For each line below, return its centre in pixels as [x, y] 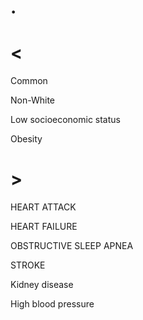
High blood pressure [52, 304]
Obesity [26, 139]
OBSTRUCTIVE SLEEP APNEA [72, 246]
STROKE [28, 265]
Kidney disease [42, 285]
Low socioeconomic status [65, 120]
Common [29, 81]
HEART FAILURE [44, 227]
